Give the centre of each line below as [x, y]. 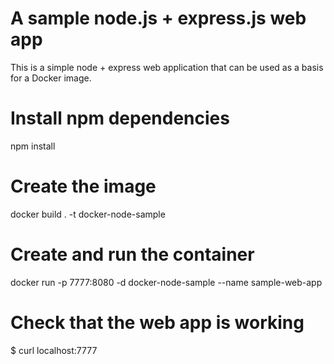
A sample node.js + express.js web [158, 18]
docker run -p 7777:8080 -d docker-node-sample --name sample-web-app [166, 282]
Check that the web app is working [157, 322]
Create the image [83, 186]
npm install [33, 146]
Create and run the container [132, 254]
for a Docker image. [51, 78]
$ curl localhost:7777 [54, 350]
